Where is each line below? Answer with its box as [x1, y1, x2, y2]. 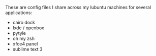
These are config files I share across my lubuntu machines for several [5, 5, 151, 10]
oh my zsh [12, 35, 35, 41]
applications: [5, 10, 32, 16]
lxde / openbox [12, 25, 44, 31]
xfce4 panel [12, 41, 38, 47]
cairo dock [12, 20, 36, 25]
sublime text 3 [12, 46, 43, 52]
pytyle [12, 30, 26, 36]
